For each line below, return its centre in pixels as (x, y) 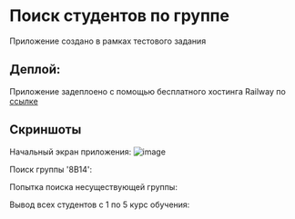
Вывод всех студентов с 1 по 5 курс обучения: (100, 204)
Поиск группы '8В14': (51, 169)
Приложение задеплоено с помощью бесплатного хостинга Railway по (148, 91)
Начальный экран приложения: (71, 152)
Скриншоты (46, 129)
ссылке (24, 101)
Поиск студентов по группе (120, 16)
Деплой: (35, 70)
